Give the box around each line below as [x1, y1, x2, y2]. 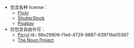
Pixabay [17, 20, 34, 26]
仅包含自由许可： [10, 26, 46, 32]
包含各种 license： [10, 4, 49, 10]
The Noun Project [17, 37, 54, 43]
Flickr [17, 10, 29, 16]
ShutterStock [17, 15, 45, 21]
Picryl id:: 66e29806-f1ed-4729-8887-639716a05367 [17, 32, 129, 38]
